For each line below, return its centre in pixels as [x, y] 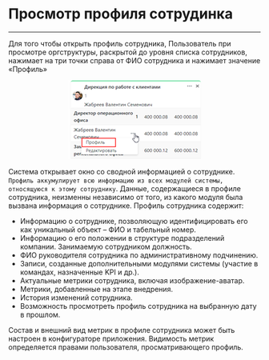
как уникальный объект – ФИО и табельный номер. [108, 230]
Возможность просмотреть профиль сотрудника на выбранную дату [139, 306]
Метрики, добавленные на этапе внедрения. [96, 289]
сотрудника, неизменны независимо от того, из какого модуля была [126, 197]
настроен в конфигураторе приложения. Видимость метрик [111, 338]
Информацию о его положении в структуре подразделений [122, 238]
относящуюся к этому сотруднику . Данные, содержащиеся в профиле [125, 188]
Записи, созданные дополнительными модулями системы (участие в [139, 263]
